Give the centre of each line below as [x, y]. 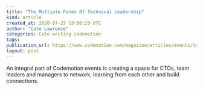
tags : [13, 40]
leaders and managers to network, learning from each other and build [93, 74]
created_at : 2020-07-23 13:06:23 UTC [54, 23]
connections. [23, 81]
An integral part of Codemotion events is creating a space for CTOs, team [98, 68]
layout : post [23, 51]
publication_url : [28, 46]
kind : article [24, 17]
